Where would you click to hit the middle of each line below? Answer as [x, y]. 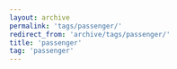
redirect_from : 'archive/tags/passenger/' [90, 34]
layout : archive [40, 17]
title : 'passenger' [46, 43]
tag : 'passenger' [42, 51]
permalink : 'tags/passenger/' [66, 26]
